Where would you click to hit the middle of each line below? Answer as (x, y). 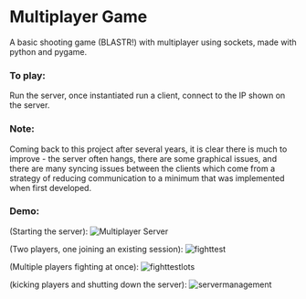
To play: (27, 75)
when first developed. (51, 187)
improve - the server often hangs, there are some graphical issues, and (143, 158)
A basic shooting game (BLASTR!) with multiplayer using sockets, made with (153, 42)
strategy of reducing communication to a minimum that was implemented (147, 178)
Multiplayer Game (79, 17)
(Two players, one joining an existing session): (96, 249)
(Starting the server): (49, 231)
